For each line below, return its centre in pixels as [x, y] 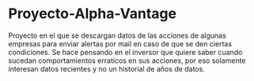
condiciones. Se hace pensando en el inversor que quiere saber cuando [125, 52]
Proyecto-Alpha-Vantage [92, 14]
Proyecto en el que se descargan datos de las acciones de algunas [118, 35]
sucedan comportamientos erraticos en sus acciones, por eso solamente [127, 61]
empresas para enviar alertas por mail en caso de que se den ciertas [120, 43]
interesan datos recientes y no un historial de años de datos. [107, 68]
